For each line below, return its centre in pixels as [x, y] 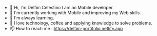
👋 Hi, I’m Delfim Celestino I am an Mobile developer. [61, 8]
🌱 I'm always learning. [32, 18]
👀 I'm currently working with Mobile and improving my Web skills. [75, 13]
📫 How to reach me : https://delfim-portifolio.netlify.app [66, 28]
